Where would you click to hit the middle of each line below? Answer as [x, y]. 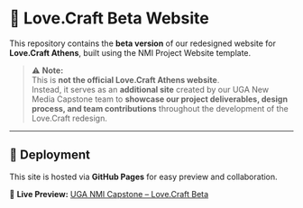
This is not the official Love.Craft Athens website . [125, 79]
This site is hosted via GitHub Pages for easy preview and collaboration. [143, 176]
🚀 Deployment [50, 155]
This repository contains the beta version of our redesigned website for [143, 43]
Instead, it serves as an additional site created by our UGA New [150, 89]
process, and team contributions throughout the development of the [160, 108]
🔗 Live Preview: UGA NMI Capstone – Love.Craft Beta [109, 194]
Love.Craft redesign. [69, 118]
